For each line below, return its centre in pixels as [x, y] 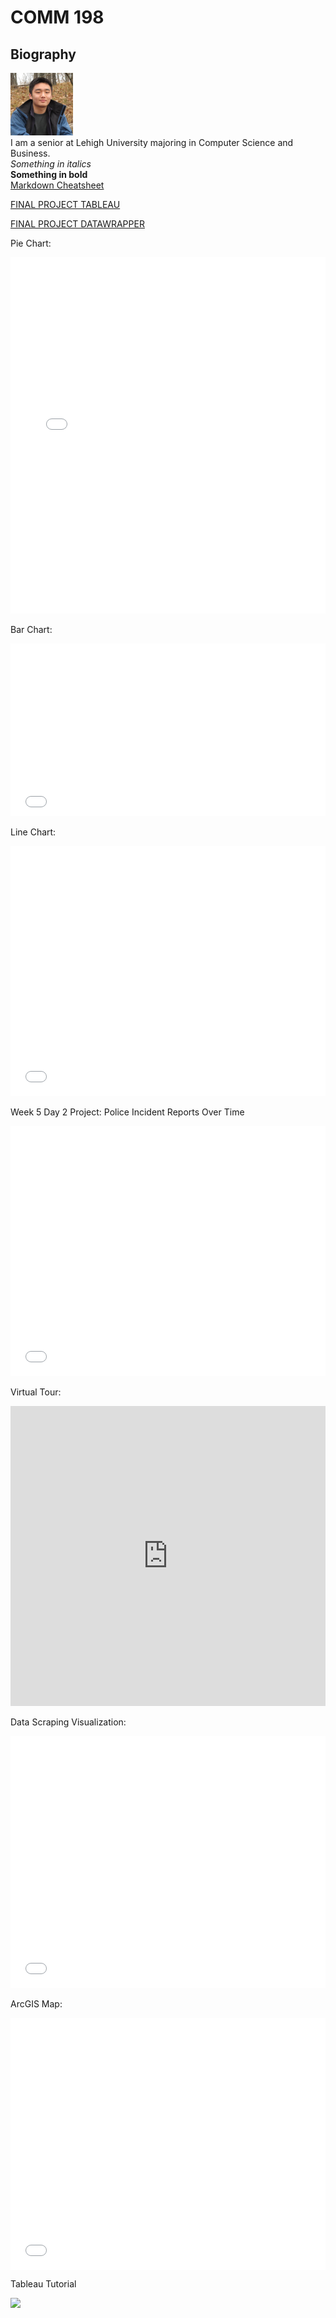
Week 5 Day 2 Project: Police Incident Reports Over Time [127, 1112]
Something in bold [49, 174]
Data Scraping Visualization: [68, 1722]
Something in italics [51, 164]
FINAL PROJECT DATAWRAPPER [77, 224]
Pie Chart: [31, 243]
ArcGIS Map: [36, 2004]
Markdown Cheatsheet [57, 185]
